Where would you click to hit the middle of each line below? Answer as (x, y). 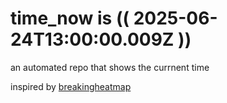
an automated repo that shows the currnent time (110, 67)
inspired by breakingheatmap (71, 86)
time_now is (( (70, 18)
